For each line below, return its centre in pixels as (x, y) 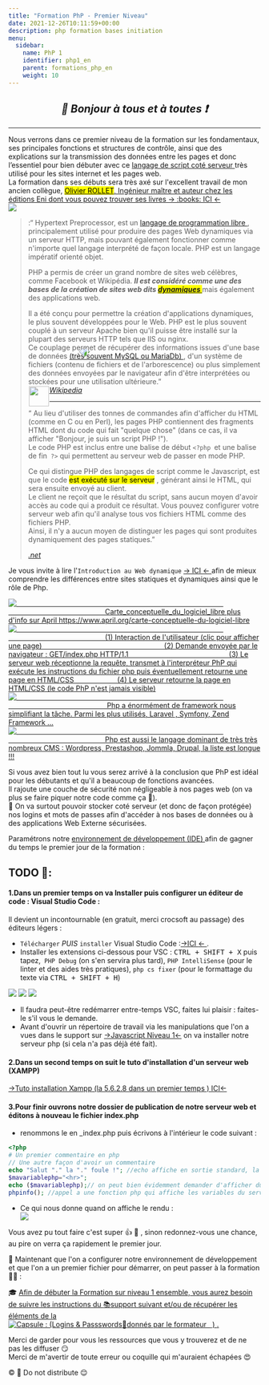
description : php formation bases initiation (85, 30)
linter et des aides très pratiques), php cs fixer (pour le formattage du (136, 969)
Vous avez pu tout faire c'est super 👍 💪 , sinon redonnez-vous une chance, (133, 1232)
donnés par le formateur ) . (173, 1324)
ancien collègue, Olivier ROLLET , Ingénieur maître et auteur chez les (120, 191)
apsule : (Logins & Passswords (72, 1324)
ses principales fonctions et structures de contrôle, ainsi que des (115, 148)
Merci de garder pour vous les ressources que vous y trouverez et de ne (128, 1339)
